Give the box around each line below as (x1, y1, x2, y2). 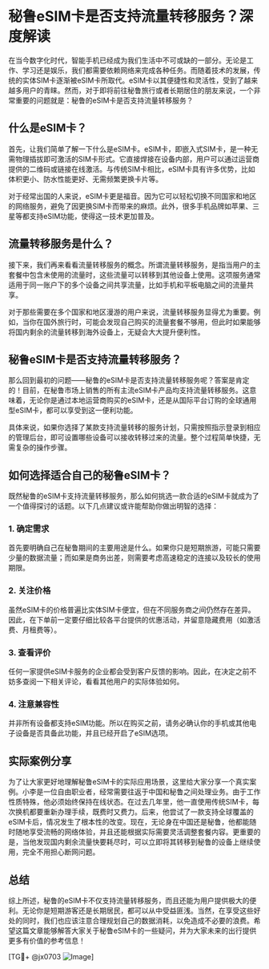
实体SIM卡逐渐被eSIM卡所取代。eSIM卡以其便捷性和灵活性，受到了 (22, 75, 244, 85)
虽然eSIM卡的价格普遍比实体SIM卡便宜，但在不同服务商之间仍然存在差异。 (8, 605, 255, 614)
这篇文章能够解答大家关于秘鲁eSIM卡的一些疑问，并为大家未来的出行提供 (14, 926, 257, 935)
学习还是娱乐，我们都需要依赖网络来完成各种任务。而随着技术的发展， (22, 65, 254, 75)
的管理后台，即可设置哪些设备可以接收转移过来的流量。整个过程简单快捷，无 (8, 432, 261, 442)
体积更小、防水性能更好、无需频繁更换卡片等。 (8, 174, 163, 184)
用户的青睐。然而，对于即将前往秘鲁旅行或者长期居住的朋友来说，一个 (22, 85, 254, 95)
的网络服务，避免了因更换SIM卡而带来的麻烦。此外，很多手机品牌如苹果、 (8, 201, 253, 211)
